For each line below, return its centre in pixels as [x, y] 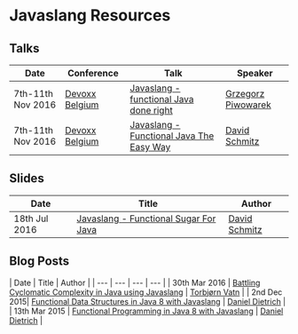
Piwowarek [249, 105]
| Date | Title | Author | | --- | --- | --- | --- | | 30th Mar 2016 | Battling [135, 282]
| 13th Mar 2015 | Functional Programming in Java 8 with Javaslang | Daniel [146, 311]
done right [151, 110]
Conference [93, 73]
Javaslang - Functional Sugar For [146, 219]
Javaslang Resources [90, 16]
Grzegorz [245, 94]
